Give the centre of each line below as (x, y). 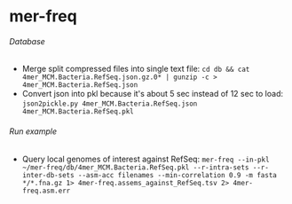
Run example (33, 131)
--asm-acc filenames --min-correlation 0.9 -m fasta (178, 175)
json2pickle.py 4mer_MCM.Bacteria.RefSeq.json (110, 104)
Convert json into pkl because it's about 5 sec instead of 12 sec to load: (153, 94)
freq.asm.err (46, 191)
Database (28, 41)
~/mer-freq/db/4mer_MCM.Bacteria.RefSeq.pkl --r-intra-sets (135, 167)
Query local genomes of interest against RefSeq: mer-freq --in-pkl (146, 159)
